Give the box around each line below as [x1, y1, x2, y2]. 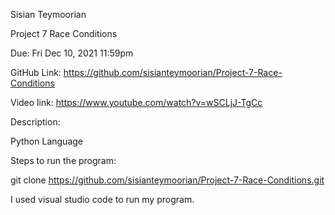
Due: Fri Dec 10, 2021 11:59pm [10, 47, 134, 59]
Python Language [10, 135, 83, 147]
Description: [10, 116, 61, 128]
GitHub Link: [10, 67, 62, 78]
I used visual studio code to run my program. [10, 194, 195, 205]
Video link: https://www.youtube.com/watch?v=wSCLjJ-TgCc [10, 97, 263, 108]
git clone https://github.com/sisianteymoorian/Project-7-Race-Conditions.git [10, 174, 325, 186]
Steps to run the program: [10, 155, 117, 166]
